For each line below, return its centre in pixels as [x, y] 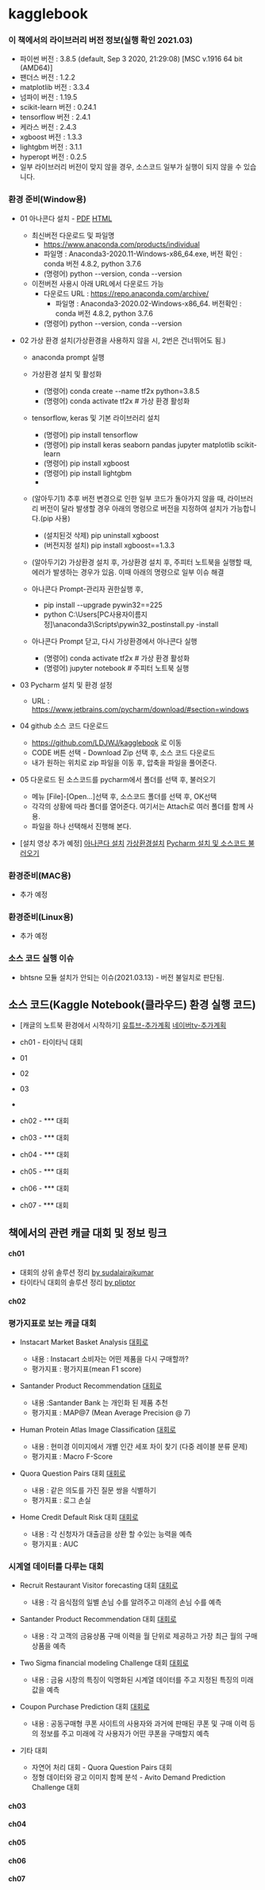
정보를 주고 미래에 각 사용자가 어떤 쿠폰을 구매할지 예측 [125, 1734]
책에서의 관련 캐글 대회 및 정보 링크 [88, 1233]
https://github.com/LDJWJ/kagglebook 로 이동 [107, 742]
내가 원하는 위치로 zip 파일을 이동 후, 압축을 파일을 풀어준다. [124, 762]
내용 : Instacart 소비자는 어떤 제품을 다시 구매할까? [110, 1358]
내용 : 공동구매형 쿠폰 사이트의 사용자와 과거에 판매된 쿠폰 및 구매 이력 [139, 1724]
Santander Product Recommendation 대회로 [91, 1385]
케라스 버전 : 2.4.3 [48, 127]
